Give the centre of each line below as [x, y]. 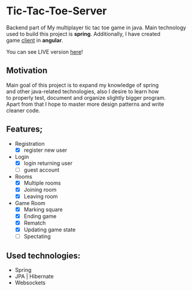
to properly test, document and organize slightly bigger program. [86, 97]
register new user [45, 150]
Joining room [40, 189]
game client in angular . [35, 40]
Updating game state [50, 230]
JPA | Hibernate [34, 277]
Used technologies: [43, 255]
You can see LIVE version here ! [45, 51]
